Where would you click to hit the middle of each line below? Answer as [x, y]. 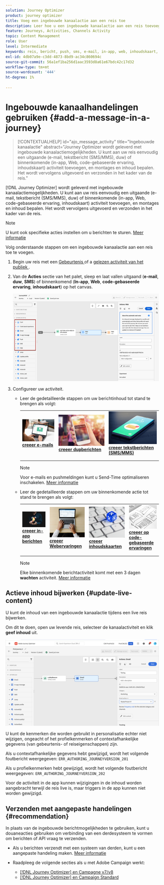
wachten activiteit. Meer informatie [55, 577]
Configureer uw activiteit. [38, 389]
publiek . [21, 267]
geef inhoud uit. [22, 632]
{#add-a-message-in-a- [100, 118]
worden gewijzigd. [24, 793]
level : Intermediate [27, 46]
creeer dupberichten [80, 449]
